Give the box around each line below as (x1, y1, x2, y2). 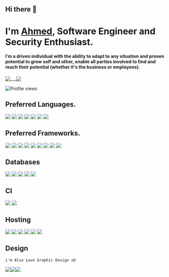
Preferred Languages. (5, 100, 76, 109)
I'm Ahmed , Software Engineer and (5, 25, 156, 37)
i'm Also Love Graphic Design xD (5, 257, 76, 263)
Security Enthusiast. (5, 36, 93, 48)
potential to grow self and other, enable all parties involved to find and (5, 59, 156, 65)
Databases (5, 158, 41, 166)
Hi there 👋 (5, 5, 37, 14)
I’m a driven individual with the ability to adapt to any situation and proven (5, 53, 164, 59)
